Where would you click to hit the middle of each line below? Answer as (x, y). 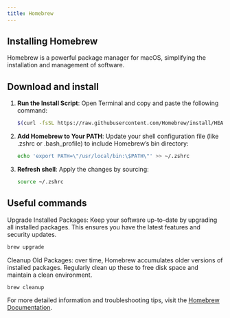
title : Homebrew (30, 13)
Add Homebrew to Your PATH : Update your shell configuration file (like (118, 136)
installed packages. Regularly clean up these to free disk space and (103, 267)
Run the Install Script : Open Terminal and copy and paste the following (118, 103)
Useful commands (47, 203)
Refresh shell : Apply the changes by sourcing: (83, 169)
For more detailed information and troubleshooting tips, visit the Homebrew (113, 300)
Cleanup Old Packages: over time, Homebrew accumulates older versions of (115, 260)
